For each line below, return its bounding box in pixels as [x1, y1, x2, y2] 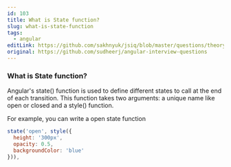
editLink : [7, 42, 36, 49]
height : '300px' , [13, 135, 63, 142]
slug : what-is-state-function [7, 23, 94, 30]
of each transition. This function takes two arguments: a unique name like [7, 94, 215, 102]
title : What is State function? [7, 16, 100, 23]
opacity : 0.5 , [13, 140, 54, 148]
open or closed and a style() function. [7, 101, 114, 110]
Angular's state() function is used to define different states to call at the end [7, 87, 222, 95]
